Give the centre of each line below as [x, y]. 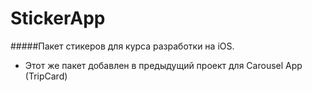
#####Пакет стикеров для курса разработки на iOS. [122, 46]
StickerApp [58, 18]
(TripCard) [46, 76]
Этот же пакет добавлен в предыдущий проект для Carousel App [163, 65]
